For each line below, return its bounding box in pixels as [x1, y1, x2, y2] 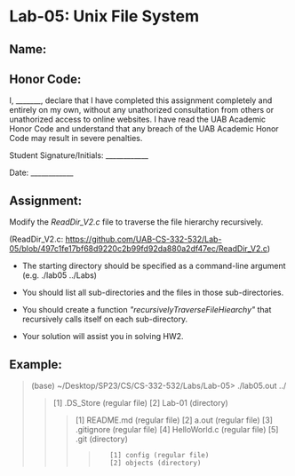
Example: [9, 357, 62, 372]
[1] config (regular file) [109, 451, 210, 460]
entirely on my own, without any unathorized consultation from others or [9, 105, 274, 115]
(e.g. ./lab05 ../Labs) [21, 270, 98, 281]
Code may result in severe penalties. [9, 133, 143, 144]
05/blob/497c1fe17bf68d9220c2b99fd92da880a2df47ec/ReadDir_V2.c [9, 243, 268, 254]
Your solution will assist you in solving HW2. [21, 331, 184, 342]
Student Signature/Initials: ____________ [9, 150, 149, 161]
